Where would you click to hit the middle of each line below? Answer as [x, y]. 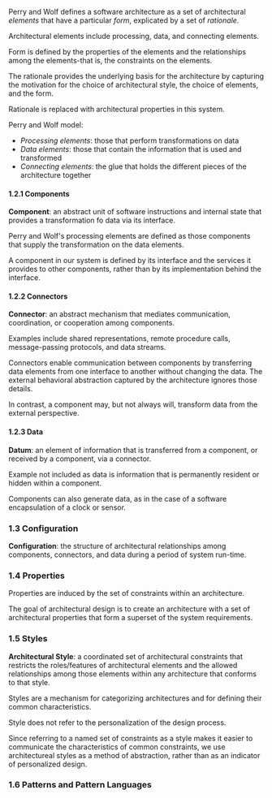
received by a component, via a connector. [80, 459]
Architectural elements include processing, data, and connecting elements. [134, 36]
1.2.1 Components [39, 193]
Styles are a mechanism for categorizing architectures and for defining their [135, 698]
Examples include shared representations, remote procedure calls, [119, 339]
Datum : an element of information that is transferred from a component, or [133, 450]
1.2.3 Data [26, 432]
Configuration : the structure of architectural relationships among [117, 546]
